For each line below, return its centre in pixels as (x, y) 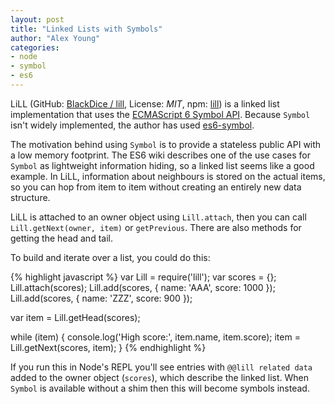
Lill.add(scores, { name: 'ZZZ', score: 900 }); (101, 298)
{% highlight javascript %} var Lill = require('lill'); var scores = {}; (143, 277)
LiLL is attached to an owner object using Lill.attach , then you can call (158, 217)
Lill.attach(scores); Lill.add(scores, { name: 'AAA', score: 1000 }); (143, 287)
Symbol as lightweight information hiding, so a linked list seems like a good (162, 165)
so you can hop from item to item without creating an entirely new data (156, 187)
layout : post (37, 19)
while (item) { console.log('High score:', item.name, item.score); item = (155, 337)
